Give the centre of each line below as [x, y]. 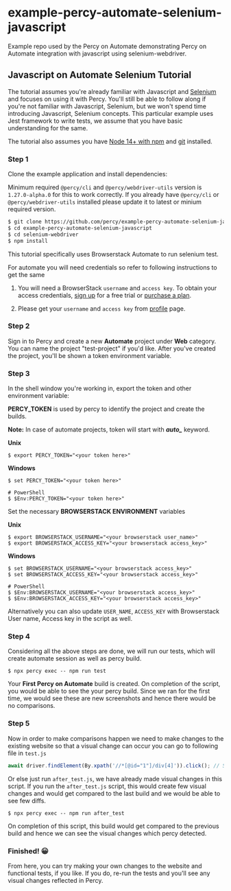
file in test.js [27, 753]
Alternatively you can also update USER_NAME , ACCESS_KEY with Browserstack [114, 611]
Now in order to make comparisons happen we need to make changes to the [116, 738]
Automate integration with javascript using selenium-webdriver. [97, 54]
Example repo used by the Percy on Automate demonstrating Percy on [107, 46]
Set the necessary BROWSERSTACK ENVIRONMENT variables [97, 512]
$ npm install [28, 241]
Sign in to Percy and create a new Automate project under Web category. [112, 341]
